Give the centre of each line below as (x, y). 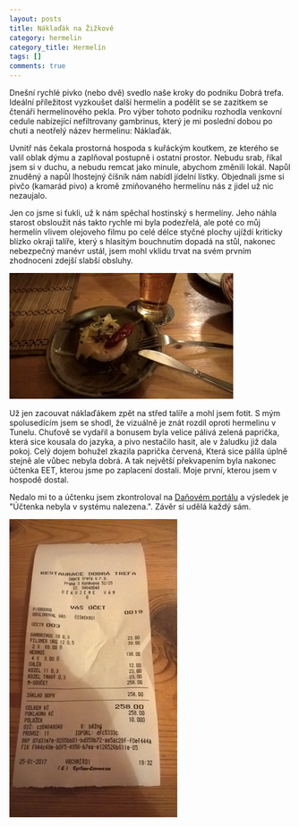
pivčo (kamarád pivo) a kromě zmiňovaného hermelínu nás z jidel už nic (142, 186)
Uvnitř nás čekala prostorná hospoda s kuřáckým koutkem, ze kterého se (144, 148)
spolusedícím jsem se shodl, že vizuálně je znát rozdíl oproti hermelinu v (142, 422)
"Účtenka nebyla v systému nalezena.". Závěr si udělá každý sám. (130, 507)
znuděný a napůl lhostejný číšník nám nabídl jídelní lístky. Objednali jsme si (147, 176)
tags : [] (26, 57)
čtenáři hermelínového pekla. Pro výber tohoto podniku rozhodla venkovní (145, 111)
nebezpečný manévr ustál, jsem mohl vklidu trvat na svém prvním (131, 251)
